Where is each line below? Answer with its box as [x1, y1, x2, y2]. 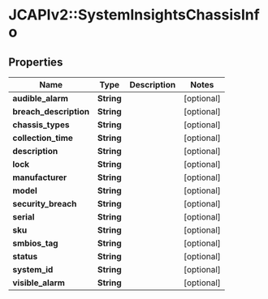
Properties [8, 55, 63, 69]
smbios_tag [12, 237, 58, 249]
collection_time [12, 132, 73, 143]
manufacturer [12, 172, 67, 183]
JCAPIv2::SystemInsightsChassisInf [8, 6, 260, 24]
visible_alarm [12, 277, 65, 288]
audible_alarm [12, 93, 69, 104]
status [12, 251, 38, 262]
